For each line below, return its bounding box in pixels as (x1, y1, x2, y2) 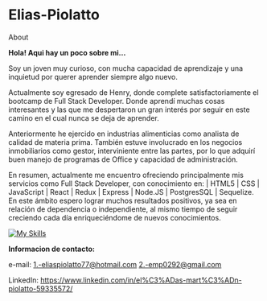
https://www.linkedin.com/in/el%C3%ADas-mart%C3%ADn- (39, 275, 243, 285)
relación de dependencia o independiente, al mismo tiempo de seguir (8, 204, 238, 214)
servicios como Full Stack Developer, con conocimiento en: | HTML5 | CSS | (8, 179, 260, 188)
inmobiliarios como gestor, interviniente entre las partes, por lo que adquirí (8, 146, 256, 155)
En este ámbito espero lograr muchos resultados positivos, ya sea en (8, 196, 237, 205)
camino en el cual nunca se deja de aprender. (8, 113, 159, 122)
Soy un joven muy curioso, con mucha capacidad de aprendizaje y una (8, 63, 244, 73)
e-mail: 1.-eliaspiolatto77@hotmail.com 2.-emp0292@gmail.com (8, 259, 222, 269)
